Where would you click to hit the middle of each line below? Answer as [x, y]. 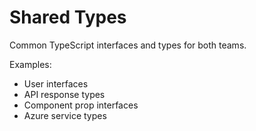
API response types [64, 94]
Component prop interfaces [81, 105]
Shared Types [68, 17]
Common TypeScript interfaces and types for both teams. [128, 45]
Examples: [30, 64]
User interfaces [56, 83]
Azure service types [65, 115]
